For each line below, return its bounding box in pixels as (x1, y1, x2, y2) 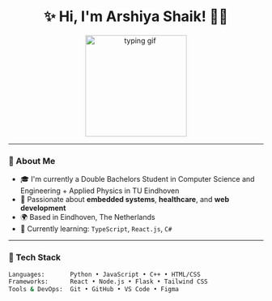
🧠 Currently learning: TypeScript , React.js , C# (19, 224, 172, 234)
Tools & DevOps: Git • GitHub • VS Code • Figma (8, 286, 180, 294)
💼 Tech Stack (8, 252, 62, 263)
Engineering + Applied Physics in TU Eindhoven (19, 186, 180, 196)
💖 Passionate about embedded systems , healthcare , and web (19, 195, 229, 204)
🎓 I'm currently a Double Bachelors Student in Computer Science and (19, 174, 255, 184)
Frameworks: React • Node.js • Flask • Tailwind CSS (8, 277, 208, 286)
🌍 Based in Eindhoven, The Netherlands (19, 213, 155, 222)
